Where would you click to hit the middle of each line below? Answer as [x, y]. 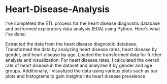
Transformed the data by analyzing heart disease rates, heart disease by [81, 49]
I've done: [16, 34]
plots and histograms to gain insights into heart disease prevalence [75, 76]
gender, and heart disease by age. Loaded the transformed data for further [83, 55]
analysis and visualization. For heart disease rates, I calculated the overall [82, 60]
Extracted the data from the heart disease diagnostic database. [71, 44]
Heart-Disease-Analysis [58, 9]
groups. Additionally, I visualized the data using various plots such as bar [81, 71]
